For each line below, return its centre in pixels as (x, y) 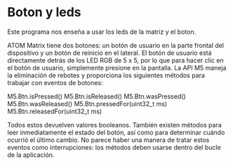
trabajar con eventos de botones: (55, 82)
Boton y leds (44, 12)
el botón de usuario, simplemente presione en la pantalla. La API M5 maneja (117, 68)
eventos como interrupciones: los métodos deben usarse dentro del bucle (114, 147)
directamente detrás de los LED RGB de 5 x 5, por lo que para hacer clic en (115, 60)
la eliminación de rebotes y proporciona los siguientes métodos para (106, 75)
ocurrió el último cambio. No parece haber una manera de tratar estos (108, 140)
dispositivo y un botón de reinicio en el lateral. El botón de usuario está (109, 53)
